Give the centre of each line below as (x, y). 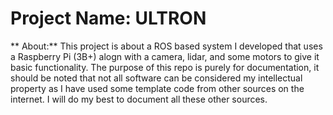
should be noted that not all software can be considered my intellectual (156, 78)
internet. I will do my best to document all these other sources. (139, 99)
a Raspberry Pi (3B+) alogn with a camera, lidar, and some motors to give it (165, 56)
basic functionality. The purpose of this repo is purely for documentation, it (165, 67)
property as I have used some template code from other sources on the (157, 88)
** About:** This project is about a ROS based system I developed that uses (166, 46)
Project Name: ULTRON (108, 18)
